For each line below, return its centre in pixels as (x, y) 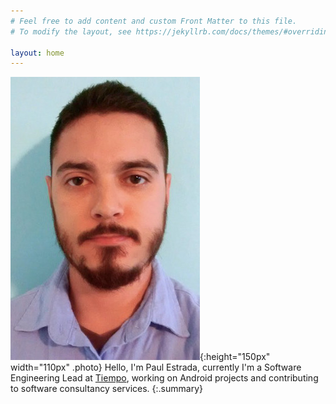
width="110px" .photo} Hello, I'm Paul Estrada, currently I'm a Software (156, 367)
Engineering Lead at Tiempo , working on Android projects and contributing (164, 378)
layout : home (37, 53)
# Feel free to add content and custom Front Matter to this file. (154, 21)
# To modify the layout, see (71, 31)
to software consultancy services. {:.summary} (106, 389)
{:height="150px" (235, 357)
